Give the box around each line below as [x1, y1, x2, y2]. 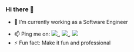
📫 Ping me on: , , [14, 30, 71, 37]
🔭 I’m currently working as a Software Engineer [14, 19, 129, 26]
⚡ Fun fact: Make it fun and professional [14, 39, 111, 46]
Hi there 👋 [5, 5, 35, 13]
